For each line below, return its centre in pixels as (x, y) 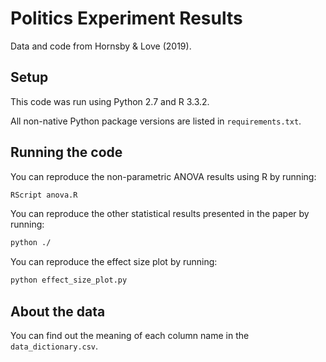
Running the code (66, 152)
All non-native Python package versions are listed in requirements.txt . (156, 121)
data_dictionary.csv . (54, 346)
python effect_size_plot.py (69, 280)
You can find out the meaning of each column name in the (130, 335)
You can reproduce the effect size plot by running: (114, 262)
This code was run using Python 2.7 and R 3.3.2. (110, 101)
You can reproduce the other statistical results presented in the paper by (160, 214)
